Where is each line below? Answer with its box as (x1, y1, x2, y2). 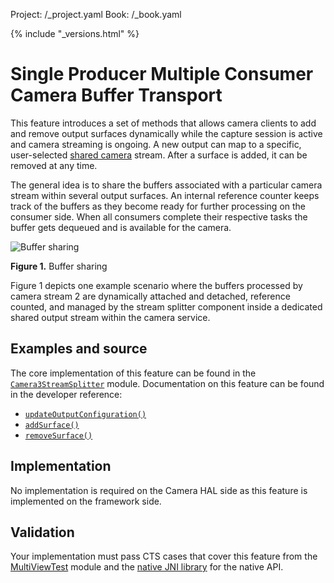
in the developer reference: (10, 388, 123, 400)
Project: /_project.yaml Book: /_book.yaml (10, 9, 182, 20)
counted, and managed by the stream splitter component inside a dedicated (10, 300, 323, 313)
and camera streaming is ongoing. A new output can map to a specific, (10, 138, 302, 150)
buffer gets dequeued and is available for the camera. (10, 221, 232, 233)
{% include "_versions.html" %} (10, 28, 140, 39)
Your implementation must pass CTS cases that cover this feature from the (10, 550, 318, 563)
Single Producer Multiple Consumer (10, 63, 314, 86)
